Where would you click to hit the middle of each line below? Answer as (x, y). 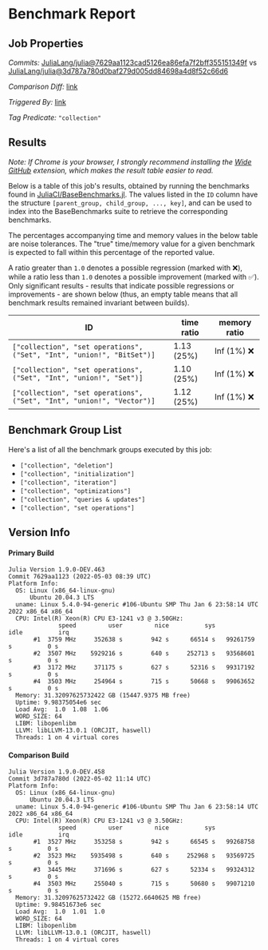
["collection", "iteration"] (68, 483)
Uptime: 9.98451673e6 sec (59, 905)
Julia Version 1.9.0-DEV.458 (57, 772)
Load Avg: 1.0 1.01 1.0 (60, 912)
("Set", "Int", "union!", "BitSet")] (84, 355)
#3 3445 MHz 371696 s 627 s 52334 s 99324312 (144, 870)
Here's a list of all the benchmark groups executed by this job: (110, 449)
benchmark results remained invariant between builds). (99, 302)
